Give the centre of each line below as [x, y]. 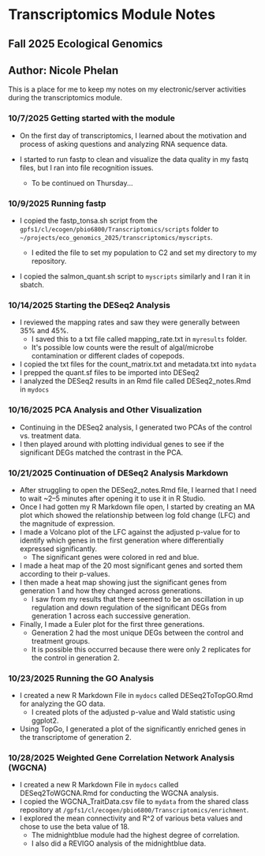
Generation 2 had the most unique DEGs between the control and [138, 633]
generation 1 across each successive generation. [111, 616]
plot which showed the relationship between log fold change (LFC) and [135, 515]
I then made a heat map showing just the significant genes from [123, 582]
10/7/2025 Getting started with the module [92, 118]
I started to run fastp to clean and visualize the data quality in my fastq [134, 159]
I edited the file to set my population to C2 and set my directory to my [144, 252]
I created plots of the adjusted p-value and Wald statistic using [133, 712]
